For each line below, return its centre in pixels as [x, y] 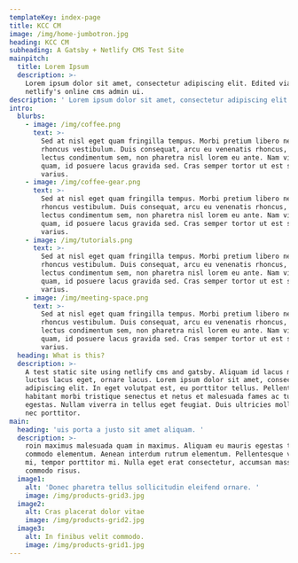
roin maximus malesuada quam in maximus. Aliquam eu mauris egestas [154, 446]
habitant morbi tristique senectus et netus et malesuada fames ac [152, 397]
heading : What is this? [61, 356]
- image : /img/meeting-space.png [87, 298]
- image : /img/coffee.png [73, 125]
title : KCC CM [35, 26]
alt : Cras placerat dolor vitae [85, 512]
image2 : [31, 504]
